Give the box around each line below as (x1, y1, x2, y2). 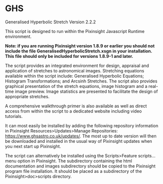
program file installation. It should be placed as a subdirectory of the (5, 168, 142, 174)
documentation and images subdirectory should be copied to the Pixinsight (5, 163, 156, 169)
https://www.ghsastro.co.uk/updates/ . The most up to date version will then (5, 133, 157, 139)
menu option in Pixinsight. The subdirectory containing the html (5, 158, 132, 164)
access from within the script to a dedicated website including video (5, 108, 142, 114)
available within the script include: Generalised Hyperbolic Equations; (5, 73, 145, 79)
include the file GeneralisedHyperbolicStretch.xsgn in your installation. (5, 48, 152, 54)
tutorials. (5, 113, 23, 119)
